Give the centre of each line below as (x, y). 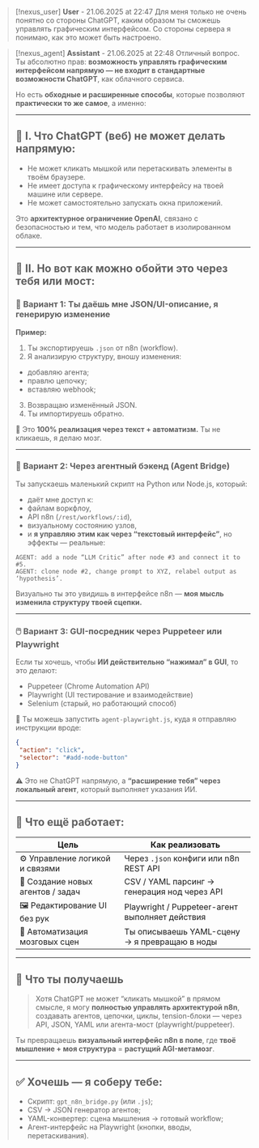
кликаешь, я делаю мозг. (58, 438)
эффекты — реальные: (66, 542)
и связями (40, 869)
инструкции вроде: (48, 728)
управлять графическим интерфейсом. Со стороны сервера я (123, 29)
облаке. (28, 235)
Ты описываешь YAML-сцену (182, 932)
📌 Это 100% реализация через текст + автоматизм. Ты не (118, 429)
